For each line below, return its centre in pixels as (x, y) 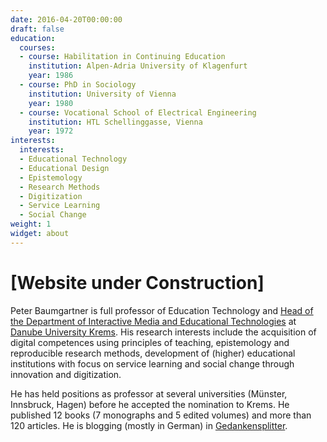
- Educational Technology (73, 159)
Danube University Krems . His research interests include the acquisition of (163, 332)
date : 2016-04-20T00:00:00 (66, 19)
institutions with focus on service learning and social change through (152, 363)
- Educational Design (64, 168)
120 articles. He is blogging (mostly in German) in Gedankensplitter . (149, 425)
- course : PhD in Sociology (78, 85)
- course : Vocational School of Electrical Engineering (138, 112)
